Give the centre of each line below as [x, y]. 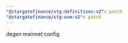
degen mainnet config [33, 34]
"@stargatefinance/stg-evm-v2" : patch [54, 17]
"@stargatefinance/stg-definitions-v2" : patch [64, 11]
